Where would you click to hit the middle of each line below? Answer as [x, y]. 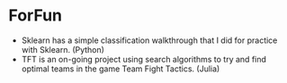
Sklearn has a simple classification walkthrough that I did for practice [149, 40]
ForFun [35, 16]
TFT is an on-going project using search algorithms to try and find [144, 59]
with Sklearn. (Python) [63, 49]
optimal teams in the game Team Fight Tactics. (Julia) [121, 69]
